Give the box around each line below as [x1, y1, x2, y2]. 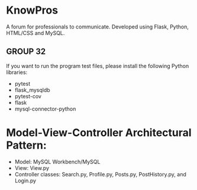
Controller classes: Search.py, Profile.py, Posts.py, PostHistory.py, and [14, 170, 186, 178]
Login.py [14, 177, 37, 184]
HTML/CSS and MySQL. [6, 29, 65, 36]
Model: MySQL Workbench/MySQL [14, 158, 101, 165]
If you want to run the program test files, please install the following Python [6, 62, 189, 69]
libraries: [6, 69, 28, 76]
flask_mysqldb [14, 86, 50, 94]
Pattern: [6, 139, 47, 152]
